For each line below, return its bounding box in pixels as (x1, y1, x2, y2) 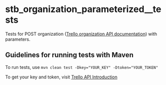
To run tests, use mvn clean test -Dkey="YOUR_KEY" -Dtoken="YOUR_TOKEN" (5, 64, 158, 70)
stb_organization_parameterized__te (5, 4, 161, 15)
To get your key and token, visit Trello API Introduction (5, 74, 118, 80)
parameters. (5, 36, 31, 42)
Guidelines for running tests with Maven (5, 51, 134, 59)
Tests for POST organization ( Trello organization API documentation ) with (5, 31, 157, 37)
